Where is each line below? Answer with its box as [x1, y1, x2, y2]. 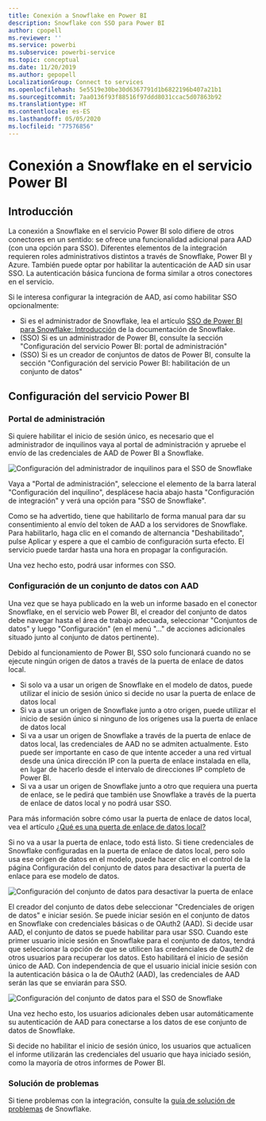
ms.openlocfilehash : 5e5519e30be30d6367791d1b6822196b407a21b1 [8, 85, 222, 94]
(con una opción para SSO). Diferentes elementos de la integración [8, 243, 228, 253]
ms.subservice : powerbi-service [8, 48, 115, 56]
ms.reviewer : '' [8, 33, 62, 42]
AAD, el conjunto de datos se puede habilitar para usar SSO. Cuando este [8, 927, 249, 937]
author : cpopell [8, 26, 62, 34]
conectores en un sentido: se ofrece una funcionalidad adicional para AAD [8, 234, 253, 244]
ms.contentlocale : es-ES [8, 108, 91, 116]
